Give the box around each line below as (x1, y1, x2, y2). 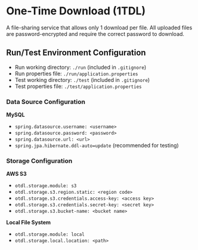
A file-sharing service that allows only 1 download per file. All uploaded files (6, 24, 193, 31)
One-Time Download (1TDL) (6, 4, 146, 18)
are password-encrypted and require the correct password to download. (6, 30, 185, 37)
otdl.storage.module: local (14, 231, 85, 237)
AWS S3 (6, 170, 27, 178)
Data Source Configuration (6, 97, 85, 106)
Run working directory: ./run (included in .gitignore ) (14, 63, 147, 71)
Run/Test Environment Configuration (6, 48, 146, 58)
